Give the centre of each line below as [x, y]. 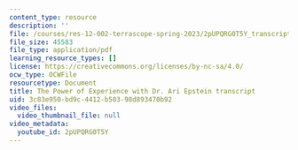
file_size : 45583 [41, 42]
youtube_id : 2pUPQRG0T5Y [63, 132]
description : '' [39, 26]
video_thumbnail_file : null [69, 116]
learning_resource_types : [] [63, 58]
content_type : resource [53, 17]
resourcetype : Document [53, 83]
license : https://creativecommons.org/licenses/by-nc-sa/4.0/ [126, 67]
